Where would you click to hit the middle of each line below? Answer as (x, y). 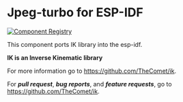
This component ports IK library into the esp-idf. (75, 44)
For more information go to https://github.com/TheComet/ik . (92, 71)
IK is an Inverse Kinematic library (55, 57)
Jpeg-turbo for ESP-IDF (75, 13)
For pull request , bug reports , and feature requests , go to (89, 84)
